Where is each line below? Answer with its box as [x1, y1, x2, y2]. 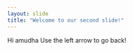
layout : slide [7, 10, 49, 17]
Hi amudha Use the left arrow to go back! [7, 36, 127, 44]
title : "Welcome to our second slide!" [7, 17, 125, 24]
